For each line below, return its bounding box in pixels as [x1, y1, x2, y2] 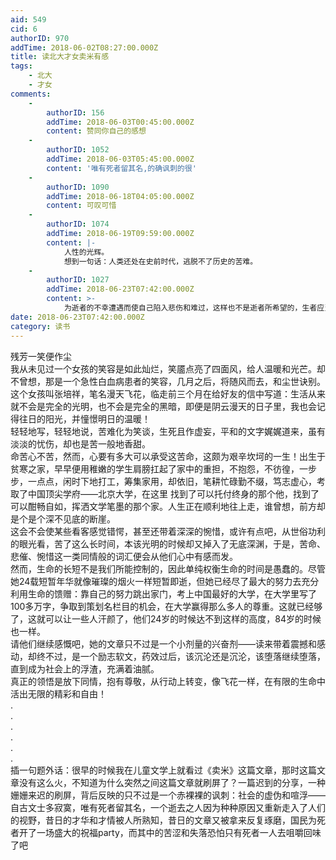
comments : [10, 89, 52, 99]
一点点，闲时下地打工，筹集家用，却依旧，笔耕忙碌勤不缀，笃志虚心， [27, 475, 317, 487]
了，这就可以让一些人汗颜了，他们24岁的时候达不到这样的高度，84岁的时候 [10, 612, 322, 625]
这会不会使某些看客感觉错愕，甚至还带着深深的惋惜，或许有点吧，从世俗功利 [10, 525, 326, 537]
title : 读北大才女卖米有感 [10, 52, 110, 62]
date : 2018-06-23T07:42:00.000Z [10, 312, 145, 322]
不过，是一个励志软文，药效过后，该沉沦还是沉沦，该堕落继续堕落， [44, 650, 326, 662]
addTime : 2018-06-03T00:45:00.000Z [46, 117, 195, 127]
